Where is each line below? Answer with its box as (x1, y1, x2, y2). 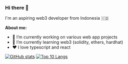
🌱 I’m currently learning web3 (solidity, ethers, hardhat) (12, 39, 124, 45)
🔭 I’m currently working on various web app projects (12, 34, 118, 40)
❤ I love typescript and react (12, 44, 71, 50)
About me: (5, 25, 27, 31)
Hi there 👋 (5, 4, 29, 11)
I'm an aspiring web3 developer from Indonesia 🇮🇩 (5, 15, 109, 21)
